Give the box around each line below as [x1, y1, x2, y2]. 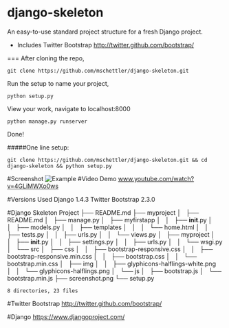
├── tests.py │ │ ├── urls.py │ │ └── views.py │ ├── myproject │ [7, 230, 215, 238]
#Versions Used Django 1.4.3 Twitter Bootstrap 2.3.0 [7, 195, 156, 203]
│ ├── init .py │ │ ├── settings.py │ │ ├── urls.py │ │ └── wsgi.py [7, 237, 223, 246]
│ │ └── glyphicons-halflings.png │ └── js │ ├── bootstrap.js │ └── [7, 266, 222, 275]
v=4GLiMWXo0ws [7, 182, 59, 190]
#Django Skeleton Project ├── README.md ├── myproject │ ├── [7, 208, 199, 217]
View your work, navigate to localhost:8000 [7, 104, 131, 113]
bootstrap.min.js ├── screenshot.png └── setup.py [7, 274, 155, 282]
